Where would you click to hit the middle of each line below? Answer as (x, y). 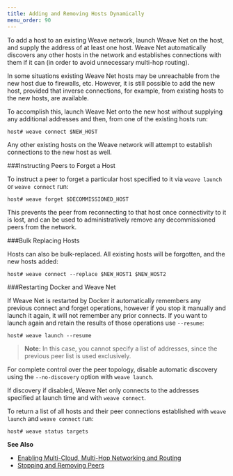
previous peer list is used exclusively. (78, 355)
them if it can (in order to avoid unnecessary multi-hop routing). (98, 62)
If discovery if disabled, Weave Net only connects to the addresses (103, 390)
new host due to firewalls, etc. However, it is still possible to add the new (111, 83)
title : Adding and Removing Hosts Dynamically (76, 14)
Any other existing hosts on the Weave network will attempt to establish (110, 144)
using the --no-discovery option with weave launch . (81, 376)
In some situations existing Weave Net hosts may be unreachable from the (114, 76)
